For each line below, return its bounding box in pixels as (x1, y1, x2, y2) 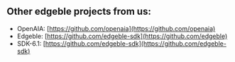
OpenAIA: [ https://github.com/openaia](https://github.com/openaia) (16, 24, 216, 32)
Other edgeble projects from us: (6, 6, 152, 18)
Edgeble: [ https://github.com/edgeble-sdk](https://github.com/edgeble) (16, 32, 228, 40)
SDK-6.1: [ (16, 39, 46, 48)
